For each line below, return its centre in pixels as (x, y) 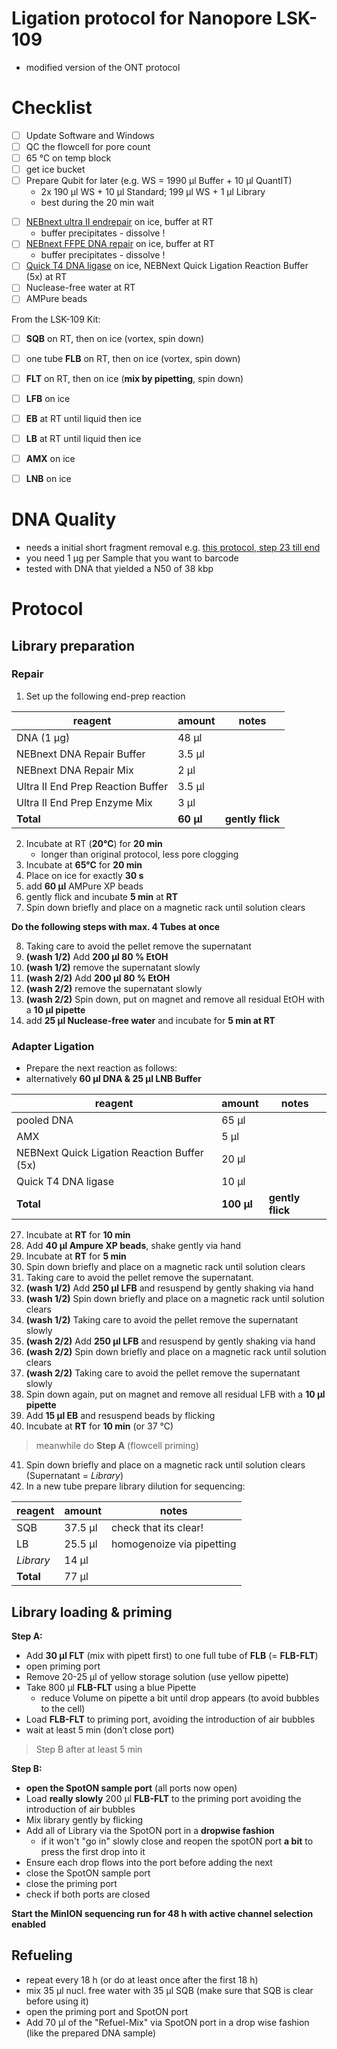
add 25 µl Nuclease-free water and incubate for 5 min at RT (150, 1020)
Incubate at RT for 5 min (76, 1256)
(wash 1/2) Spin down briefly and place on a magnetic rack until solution (175, 1299)
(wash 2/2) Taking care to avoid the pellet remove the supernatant (163, 1373)
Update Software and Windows (90, 135)
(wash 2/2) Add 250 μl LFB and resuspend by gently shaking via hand (170, 1341)
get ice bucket (55, 169)
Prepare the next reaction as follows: (101, 1068)
